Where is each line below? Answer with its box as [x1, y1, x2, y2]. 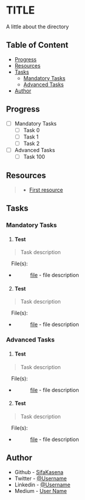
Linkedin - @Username [14, 481, 71, 488]
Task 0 [23, 126, 40, 133]
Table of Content [6, 40, 69, 50]
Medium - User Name [14, 487, 67, 494]
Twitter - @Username [14, 475, 67, 482]
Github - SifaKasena [14, 468, 63, 475]
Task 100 [23, 153, 45, 160]
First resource [29, 186, 63, 193]
